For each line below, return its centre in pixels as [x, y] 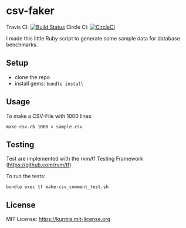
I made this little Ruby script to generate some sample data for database [93, 38]
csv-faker [30, 11]
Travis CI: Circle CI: [48, 27]
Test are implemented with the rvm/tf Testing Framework [75, 159]
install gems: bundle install [49, 83]
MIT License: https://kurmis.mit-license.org [58, 219]
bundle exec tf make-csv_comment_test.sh [58, 187]
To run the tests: [26, 176]
